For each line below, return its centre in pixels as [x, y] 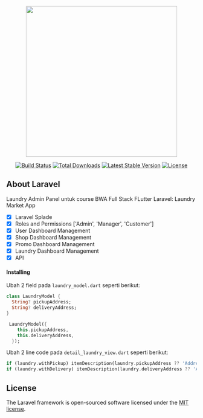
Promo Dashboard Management [55, 244]
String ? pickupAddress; [41, 302]
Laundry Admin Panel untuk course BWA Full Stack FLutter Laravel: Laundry [101, 198]
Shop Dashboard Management [53, 237]
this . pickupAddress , [43, 330]
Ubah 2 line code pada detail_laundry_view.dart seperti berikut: [87, 352]
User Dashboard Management [53, 230]
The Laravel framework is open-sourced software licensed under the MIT [98, 403]
